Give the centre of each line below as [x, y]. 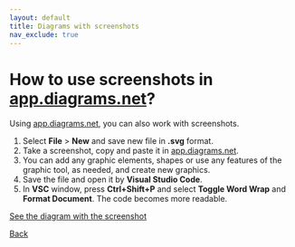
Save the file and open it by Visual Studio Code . [112, 180]
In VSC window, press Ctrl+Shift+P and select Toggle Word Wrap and [154, 189]
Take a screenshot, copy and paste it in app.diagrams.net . [131, 151]
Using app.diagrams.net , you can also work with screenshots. [124, 124]
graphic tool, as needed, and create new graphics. [116, 170]
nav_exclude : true [44, 34]
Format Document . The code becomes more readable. [125, 199]
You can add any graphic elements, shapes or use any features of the [152, 160]
